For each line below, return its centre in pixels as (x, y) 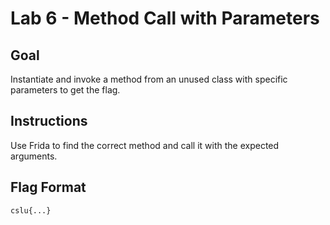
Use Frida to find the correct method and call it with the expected (145, 145)
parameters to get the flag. (65, 90)
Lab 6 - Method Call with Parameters (165, 18)
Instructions (49, 121)
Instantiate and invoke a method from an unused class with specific (149, 79)
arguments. (34, 156)
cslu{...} (31, 210)
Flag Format (48, 187)
